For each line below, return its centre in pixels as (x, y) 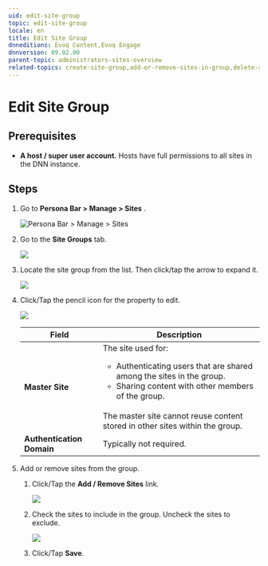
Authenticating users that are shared (184, 366)
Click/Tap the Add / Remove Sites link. (95, 484)
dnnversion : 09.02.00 (44, 53)
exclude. (46, 522)
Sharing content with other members (185, 386)
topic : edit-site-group (48, 23)
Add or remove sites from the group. (79, 468)
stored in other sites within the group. (173, 426)
